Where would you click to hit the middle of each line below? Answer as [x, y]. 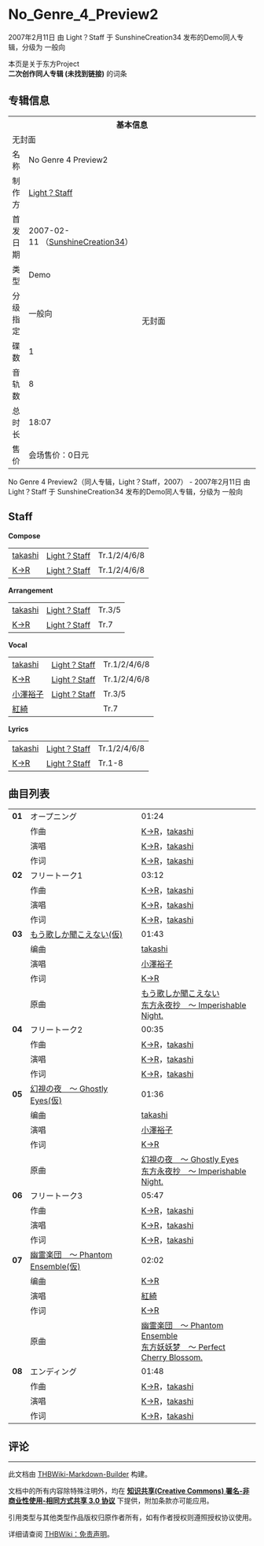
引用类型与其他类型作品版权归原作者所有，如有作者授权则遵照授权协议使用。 [132, 1518]
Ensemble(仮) [55, 1267]
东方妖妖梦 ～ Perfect [183, 1347]
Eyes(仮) [46, 1100]
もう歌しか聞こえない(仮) [77, 935]
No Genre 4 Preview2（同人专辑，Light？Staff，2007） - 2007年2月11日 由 [129, 482]
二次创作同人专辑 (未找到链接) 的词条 [68, 73]
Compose [24, 535]
